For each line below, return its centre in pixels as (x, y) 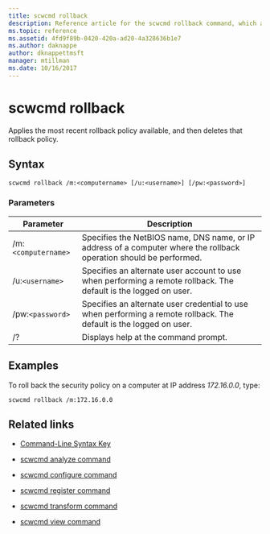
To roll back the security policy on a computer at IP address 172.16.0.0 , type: (134, 385)
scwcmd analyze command (65, 459)
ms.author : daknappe (43, 46)
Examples (33, 366)
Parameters (31, 203)
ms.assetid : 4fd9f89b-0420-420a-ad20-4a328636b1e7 (95, 38)
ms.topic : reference (43, 31)
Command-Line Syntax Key (65, 444)
